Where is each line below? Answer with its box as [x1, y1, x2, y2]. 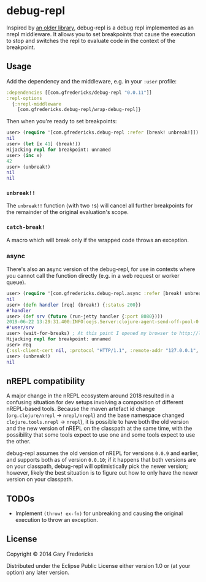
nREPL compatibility [6, 375, 85, 386]
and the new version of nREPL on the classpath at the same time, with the [6, 424, 193, 432]
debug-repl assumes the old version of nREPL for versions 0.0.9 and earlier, [6, 450, 199, 457]
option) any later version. [6, 569, 69, 576]
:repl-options [6, 95, 43, 101]
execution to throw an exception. [15, 516, 98, 524]
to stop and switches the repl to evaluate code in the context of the [6, 37, 176, 44]
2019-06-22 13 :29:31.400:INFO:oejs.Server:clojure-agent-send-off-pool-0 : [6, 319, 202, 325]
